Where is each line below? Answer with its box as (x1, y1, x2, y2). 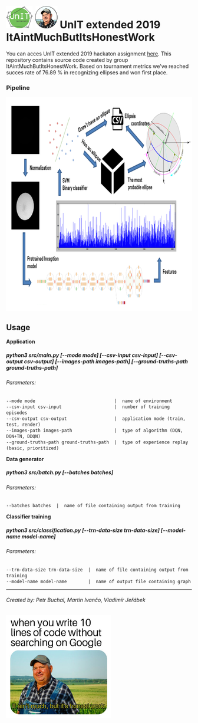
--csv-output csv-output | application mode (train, (6, 416, 186, 422)
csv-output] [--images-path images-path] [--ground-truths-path (24, 357, 189, 365)
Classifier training (6, 513, 51, 520)
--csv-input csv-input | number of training (6, 404, 170, 410)
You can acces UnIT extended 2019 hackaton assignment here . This (6, 50, 172, 57)
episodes (6, 410, 28, 416)
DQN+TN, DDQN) (6, 433, 41, 439)
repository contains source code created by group (6, 56, 128, 63)
